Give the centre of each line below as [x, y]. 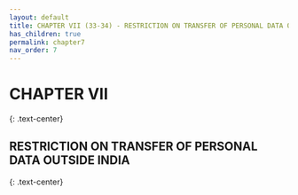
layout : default [39, 17]
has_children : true [45, 34]
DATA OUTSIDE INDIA [70, 160]
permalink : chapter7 [47, 42]
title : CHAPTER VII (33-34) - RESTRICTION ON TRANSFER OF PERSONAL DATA [146, 26]
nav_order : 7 [33, 51]
